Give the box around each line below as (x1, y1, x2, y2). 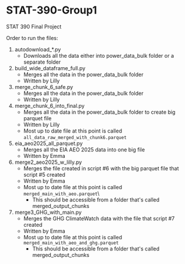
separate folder (23, 58, 61, 65)
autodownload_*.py (14, 45, 61, 53)
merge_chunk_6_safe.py (14, 83, 74, 90)
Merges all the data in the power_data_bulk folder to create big (23, 108, 176, 115)
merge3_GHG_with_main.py (14, 209, 82, 216)
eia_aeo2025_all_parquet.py (14, 140, 83, 147)
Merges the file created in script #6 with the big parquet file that (23, 164, 179, 171)
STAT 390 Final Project (6, 23, 62, 30)
